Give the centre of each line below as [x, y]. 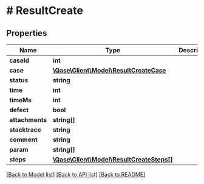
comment [23, 140]
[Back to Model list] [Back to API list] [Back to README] [76, 175]
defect [19, 110]
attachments [28, 120]
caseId [19, 60]
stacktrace [25, 130]
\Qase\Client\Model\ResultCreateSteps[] [113, 159]
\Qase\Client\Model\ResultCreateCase [109, 70]
